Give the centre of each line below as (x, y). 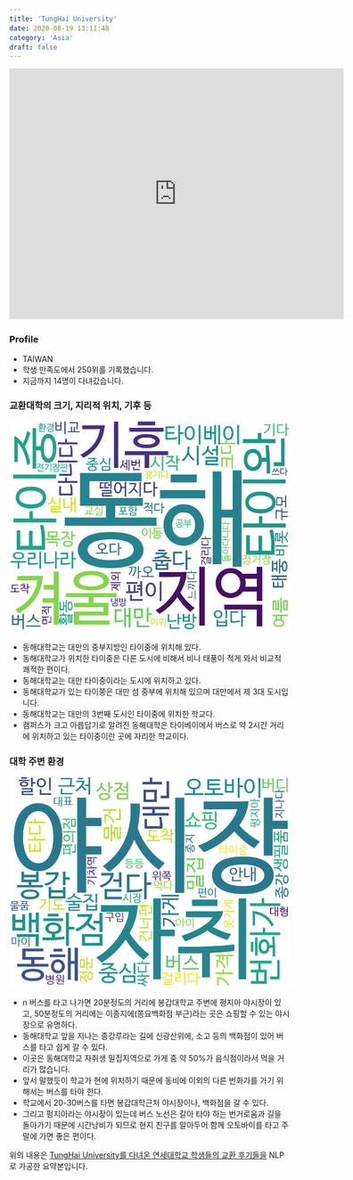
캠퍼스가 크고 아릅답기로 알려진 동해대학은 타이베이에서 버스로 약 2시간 (145, 725)
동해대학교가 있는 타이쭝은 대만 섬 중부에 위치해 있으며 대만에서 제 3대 (144, 692)
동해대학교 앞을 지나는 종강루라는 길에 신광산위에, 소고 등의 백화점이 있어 (148, 1036)
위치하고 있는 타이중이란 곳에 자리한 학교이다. (110, 736)
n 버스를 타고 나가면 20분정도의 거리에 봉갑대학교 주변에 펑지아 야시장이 (147, 1003)
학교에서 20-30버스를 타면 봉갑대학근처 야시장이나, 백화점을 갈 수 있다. (145, 1103)
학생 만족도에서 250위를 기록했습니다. (88, 369)
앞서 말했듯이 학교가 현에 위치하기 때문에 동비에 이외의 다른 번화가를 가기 (148, 1081)
